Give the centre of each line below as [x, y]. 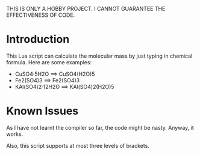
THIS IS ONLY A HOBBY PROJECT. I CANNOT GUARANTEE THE [86, 9]
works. [15, 134]
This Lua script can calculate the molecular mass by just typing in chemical [99, 56]
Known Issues [42, 111]
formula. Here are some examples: [49, 62]
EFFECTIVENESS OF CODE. [41, 15]
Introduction [38, 39]
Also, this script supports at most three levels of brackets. [78, 145]
